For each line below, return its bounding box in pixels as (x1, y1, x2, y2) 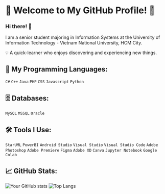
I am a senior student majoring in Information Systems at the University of (5, 34, 160, 40)
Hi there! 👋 (5, 23, 32, 30)
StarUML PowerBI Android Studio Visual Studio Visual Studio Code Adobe (5, 142, 158, 148)
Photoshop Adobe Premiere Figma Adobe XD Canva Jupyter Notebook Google (5, 148, 157, 153)
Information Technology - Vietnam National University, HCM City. (5, 40, 143, 46)
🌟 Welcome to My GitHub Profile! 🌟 (5, 5, 155, 16)
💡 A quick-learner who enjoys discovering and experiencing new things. (5, 50, 157, 56)
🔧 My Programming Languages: (5, 65, 108, 74)
